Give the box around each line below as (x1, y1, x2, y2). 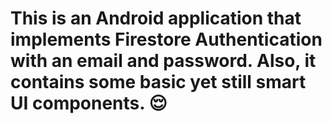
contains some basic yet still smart (10, 71, 307, 94)
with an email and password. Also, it (10, 50, 317, 72)
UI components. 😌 (10, 92, 168, 115)
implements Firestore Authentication (10, 28, 323, 51)
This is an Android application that (10, 7, 302, 30)
